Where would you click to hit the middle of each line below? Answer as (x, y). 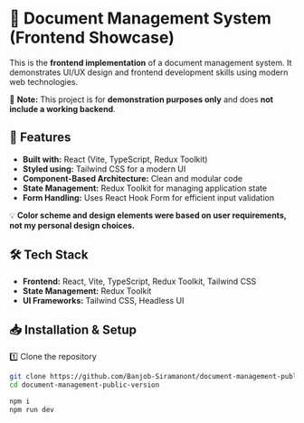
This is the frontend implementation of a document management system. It (151, 62)
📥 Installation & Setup (73, 329)
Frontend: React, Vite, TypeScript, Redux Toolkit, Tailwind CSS (139, 281)
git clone (28, 377)
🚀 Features (40, 138)
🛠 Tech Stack (49, 255)
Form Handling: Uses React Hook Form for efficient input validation (148, 197)
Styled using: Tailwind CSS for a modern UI (104, 169)
